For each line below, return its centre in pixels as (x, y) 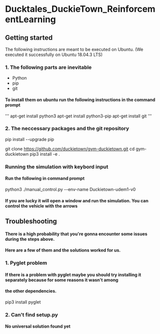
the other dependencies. (31, 291)
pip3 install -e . (45, 154)
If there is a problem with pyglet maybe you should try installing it (73, 275)
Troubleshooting (31, 221)
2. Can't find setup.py (32, 314)
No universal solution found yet (38, 326)
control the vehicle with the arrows (41, 206)
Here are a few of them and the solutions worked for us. (63, 250)
